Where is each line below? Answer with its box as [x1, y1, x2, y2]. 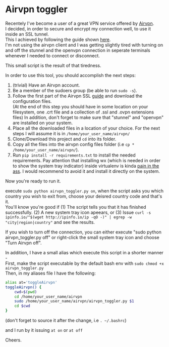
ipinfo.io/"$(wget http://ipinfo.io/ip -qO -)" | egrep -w [5, 214, 132, 220]
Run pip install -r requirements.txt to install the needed [12, 152, 136, 158]
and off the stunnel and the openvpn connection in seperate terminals [5, 47, 150, 53]
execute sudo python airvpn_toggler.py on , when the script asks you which [5, 187, 164, 194]
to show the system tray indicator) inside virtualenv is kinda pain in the [12, 163, 159, 169]
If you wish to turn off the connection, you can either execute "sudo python [5, 229, 162, 235]
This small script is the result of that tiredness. [5, 62, 101, 68]
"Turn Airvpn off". [5, 240, 42, 246]
